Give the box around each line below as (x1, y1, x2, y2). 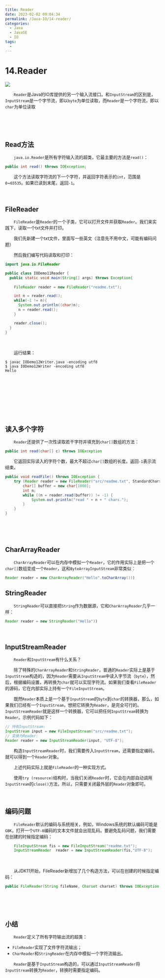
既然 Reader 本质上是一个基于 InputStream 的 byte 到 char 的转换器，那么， (13, 696, 155, 702)
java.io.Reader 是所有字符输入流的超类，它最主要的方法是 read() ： (14, 154, 148, 160)
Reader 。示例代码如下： (5, 715, 53, 721)
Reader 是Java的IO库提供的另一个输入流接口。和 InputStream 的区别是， (14, 91, 156, 97)
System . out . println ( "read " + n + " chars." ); (31, 497, 129, 502)
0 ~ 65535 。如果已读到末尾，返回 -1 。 (5, 180, 78, 186)
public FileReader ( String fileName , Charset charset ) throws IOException (5, 884, 160, 889)
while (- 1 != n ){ (14, 298, 48, 303)
